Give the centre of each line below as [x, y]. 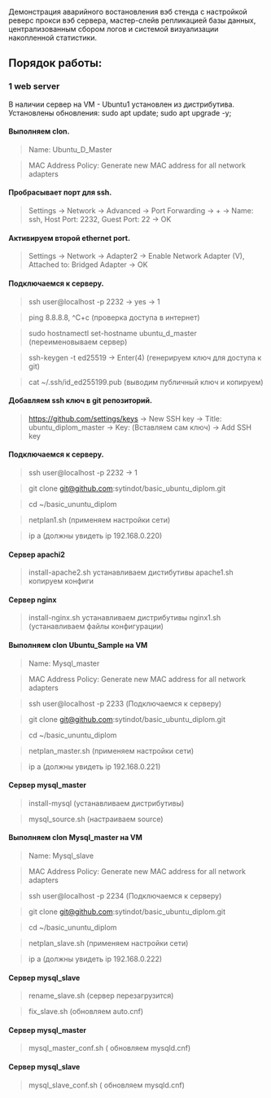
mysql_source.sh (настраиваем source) [96, 819]
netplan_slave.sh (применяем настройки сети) [108, 943]
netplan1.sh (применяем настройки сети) [99, 519]
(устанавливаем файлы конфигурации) [96, 627]
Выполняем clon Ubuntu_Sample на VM [78, 645]
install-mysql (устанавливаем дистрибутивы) [106, 803]
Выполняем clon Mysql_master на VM [75, 838]
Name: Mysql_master [64, 663]
